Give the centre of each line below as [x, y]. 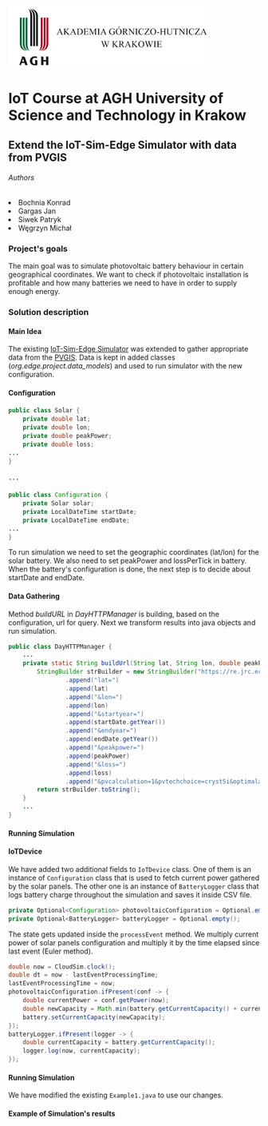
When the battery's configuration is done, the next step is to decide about [130, 569]
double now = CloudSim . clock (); [62, 967]
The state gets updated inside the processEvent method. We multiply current [134, 934]
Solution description [49, 312]
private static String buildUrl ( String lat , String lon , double [132, 663]
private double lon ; [57, 428]
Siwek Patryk [40, 219]
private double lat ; [57, 419]
